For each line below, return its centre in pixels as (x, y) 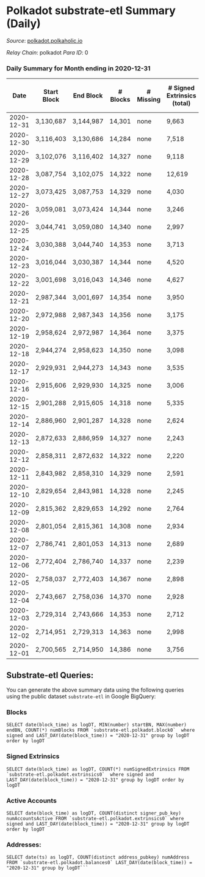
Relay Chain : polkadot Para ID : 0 (47, 52)
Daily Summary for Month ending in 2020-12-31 (78, 68)
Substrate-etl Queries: (50, 675)
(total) (182, 104)
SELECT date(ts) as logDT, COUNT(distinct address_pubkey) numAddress (98, 857)
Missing (149, 100)
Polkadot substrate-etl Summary (91, 11)
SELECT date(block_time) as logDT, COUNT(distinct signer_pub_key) (94, 813)
